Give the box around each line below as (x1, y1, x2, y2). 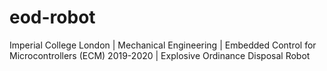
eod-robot (9, 6, 96, 29)
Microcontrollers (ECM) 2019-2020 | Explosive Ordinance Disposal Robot (9, 49, 311, 61)
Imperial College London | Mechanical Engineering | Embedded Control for (9, 39, 317, 51)
